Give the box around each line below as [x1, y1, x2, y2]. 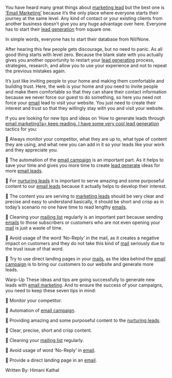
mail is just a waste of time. [5, 225, 63, 231]
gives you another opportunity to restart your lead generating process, [5, 57, 155, 63]
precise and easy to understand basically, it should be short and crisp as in [5, 199, 164, 204]
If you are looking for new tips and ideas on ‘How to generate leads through [5, 115, 165, 121]
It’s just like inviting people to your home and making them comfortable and [5, 78, 164, 84]
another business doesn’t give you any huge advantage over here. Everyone [5, 21, 167, 27]
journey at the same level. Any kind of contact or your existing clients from [5, 15, 163, 21]
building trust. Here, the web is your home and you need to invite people [5, 83, 158, 89]
